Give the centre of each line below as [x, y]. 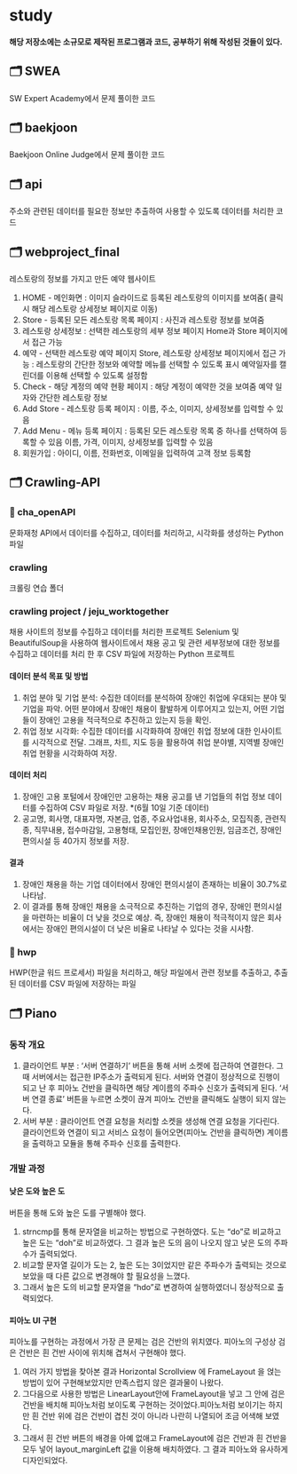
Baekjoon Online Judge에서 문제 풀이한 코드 [87, 155]
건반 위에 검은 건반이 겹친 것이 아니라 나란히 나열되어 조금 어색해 [152, 1416]
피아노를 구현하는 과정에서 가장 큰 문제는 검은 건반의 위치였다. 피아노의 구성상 [143, 1342]
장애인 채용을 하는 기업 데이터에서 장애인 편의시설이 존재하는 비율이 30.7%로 [155, 884]
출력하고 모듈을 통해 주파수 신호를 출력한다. [106, 1143]
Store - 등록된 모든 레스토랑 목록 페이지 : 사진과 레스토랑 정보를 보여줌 [143, 320]
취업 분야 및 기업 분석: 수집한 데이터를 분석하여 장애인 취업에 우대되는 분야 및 [154, 697]
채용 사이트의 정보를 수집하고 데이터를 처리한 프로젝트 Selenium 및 [124, 632]
